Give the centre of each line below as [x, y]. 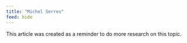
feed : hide [19, 17]
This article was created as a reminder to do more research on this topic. [94, 34]
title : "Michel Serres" [35, 11]
